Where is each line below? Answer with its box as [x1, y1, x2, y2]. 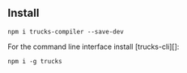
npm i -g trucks [7, 57, 62, 65]
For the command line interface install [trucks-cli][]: [7, 42, 180, 51]
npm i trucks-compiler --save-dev [7, 27, 125, 35]
